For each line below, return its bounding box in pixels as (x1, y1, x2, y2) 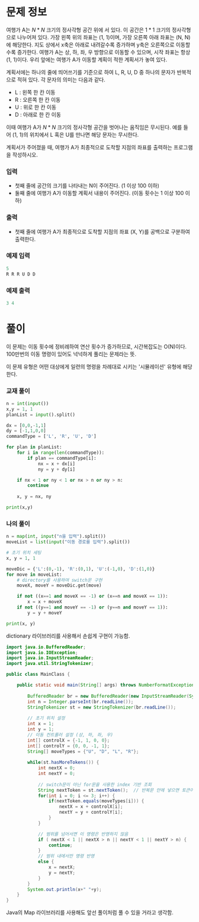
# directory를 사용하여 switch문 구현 (17, 577, 102, 583)
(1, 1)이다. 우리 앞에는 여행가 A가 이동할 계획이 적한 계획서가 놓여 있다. (6, 56, 168, 63)
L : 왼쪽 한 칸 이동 (14, 89, 56, 96)
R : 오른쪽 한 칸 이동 (14, 96, 61, 103)
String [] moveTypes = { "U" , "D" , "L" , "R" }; (27, 748, 139, 754)
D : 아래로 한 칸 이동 (14, 111, 61, 118)
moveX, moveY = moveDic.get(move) (17, 582, 102, 589)
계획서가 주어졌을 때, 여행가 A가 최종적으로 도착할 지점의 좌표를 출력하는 (6, 143, 173, 150)
